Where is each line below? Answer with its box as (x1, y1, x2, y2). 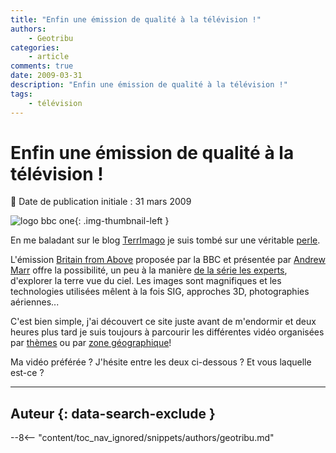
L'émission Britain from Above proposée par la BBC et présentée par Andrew (10, 254, 326, 266)
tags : (10, 89, 33, 99)
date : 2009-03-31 (10, 71, 83, 81)
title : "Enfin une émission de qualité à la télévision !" (10, 14, 262, 25)
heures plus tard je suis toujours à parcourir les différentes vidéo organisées (10, 326, 325, 338)
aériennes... (10, 296, 60, 308)
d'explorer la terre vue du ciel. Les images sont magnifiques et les (10, 275, 282, 287)
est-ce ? (10, 367, 45, 379)
